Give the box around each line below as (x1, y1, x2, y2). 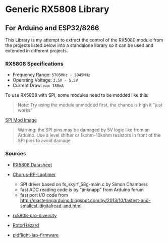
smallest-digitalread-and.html (20, 203, 82, 209)
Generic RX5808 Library (5, 4, 109, 15)
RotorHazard (12, 222, 39, 228)
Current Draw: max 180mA (12, 82, 64, 89)
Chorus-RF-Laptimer (12, 171, 56, 177)
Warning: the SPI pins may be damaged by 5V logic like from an (17, 127, 150, 133)
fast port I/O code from (20, 192, 68, 198)
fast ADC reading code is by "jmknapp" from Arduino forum (20, 187, 144, 193)
